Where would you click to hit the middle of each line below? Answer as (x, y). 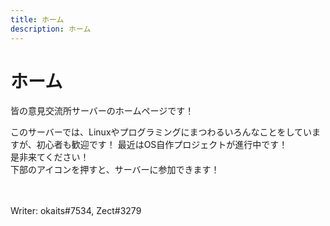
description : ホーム (51, 29)
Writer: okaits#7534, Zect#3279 (76, 211)
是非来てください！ (50, 157)
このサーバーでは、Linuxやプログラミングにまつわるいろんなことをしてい (161, 132)
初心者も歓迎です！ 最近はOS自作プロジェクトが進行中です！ (162, 145)
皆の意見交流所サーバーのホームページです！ (102, 111)
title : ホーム (37, 19)
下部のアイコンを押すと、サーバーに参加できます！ (115, 170)
